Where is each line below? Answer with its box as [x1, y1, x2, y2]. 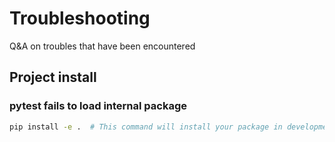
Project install [9, 69, 97, 86]
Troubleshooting [9, 7, 151, 30]
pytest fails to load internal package [9, 99, 188, 113]
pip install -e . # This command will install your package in [9, 122, 283, 132]
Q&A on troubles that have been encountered [9, 40, 196, 52]
